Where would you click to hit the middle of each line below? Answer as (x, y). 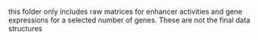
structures (25, 28)
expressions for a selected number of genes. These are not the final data (129, 20)
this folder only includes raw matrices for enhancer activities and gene (125, 12)
